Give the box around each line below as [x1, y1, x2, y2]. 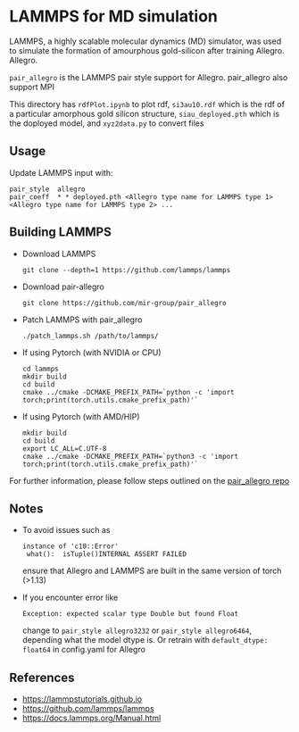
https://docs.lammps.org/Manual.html [21, 712, 162, 724]
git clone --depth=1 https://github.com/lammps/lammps [21, 265, 231, 274]
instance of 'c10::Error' [21, 542, 119, 551]
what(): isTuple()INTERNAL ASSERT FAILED [26, 550, 187, 559]
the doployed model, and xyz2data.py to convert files [9, 118, 204, 129]
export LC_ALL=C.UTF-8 [21, 444, 107, 453]
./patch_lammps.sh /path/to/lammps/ [21, 331, 159, 340]
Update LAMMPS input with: [9, 167, 113, 178]
